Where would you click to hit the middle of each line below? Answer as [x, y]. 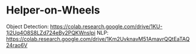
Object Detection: [28, 26]
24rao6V [17, 45]
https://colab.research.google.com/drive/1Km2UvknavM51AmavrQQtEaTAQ [98, 39]
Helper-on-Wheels [53, 10]
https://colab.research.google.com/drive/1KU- [106, 26]
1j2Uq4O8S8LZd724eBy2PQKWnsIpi [51, 32]
